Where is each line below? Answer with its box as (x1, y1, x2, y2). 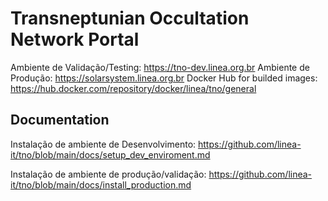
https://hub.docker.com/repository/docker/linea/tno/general (10, 82, 257, 94)
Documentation (10, 112, 110, 129)
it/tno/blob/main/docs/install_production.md (10, 178, 192, 191)
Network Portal (10, 28, 140, 51)
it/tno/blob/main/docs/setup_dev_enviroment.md (10, 148, 211, 161)
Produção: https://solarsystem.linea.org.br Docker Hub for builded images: (10, 72, 318, 84)
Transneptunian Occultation (10, 7, 250, 30)
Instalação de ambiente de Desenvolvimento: (10, 138, 197, 150)
